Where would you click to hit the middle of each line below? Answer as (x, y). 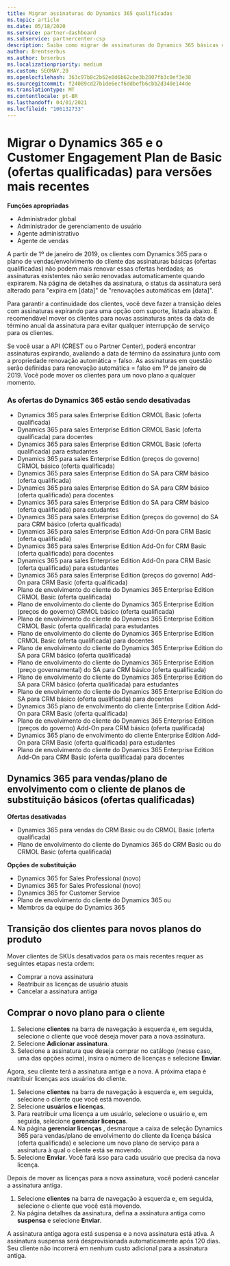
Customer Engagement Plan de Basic (115, 157)
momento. (22, 382)
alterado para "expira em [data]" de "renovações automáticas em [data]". (110, 290)
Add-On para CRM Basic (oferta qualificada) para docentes (101, 757)
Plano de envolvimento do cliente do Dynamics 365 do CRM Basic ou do (119, 844)
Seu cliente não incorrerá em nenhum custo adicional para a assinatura (107, 1248)
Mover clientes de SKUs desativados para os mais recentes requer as (105, 956)
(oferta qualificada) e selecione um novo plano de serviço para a (108, 1143)
